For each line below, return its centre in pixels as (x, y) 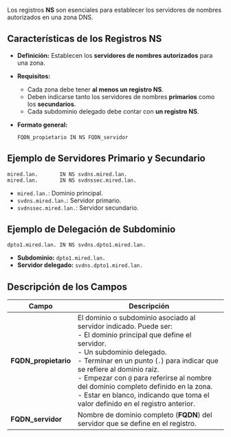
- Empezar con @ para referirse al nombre (144, 378)
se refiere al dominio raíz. (118, 370)
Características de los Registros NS (85, 39)
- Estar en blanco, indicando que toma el (143, 395)
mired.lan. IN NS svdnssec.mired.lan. (72, 180)
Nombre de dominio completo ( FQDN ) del (145, 415)
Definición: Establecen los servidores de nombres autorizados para (115, 55)
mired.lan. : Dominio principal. (60, 193)
